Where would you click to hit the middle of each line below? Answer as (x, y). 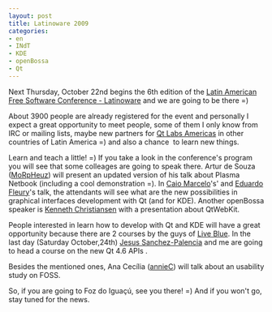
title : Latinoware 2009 (49, 24)
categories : (28, 31)
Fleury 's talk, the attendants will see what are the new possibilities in (123, 192)
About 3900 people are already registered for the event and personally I (129, 116)
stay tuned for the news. (49, 299)
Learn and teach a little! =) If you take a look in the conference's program (131, 157)
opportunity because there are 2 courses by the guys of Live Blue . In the (130, 233)
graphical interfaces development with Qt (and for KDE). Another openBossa (136, 200)
